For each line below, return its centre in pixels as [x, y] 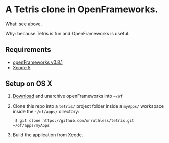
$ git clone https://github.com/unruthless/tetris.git [75, 121]
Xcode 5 [21, 67]
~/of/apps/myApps [31, 125]
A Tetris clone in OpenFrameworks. [82, 9]
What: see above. [24, 24]
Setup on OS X [29, 84]
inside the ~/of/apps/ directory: [46, 111]
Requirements [28, 50]
